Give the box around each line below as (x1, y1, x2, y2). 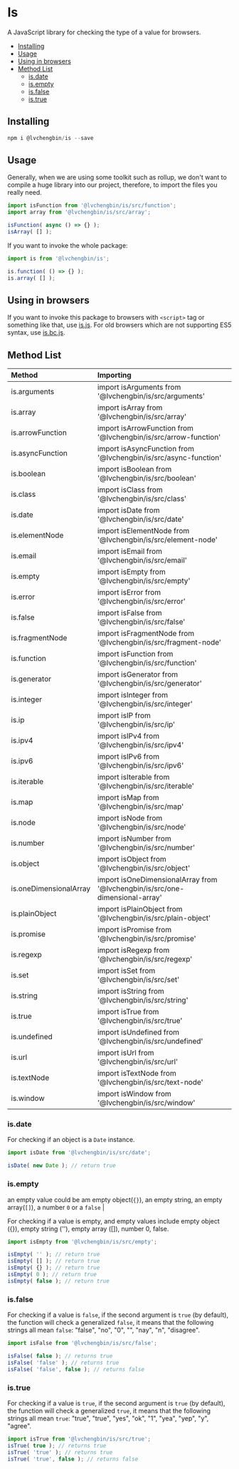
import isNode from (97, 813, 163, 823)
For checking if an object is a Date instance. (7, 1136, 135, 1144)
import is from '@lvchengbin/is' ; (7, 255, 110, 262)
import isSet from (97, 966, 156, 976)
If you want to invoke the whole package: (7, 241, 128, 250)
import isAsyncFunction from (97, 444, 194, 454)
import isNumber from (97, 834, 172, 844)
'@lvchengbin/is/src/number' (97, 843, 196, 853)
